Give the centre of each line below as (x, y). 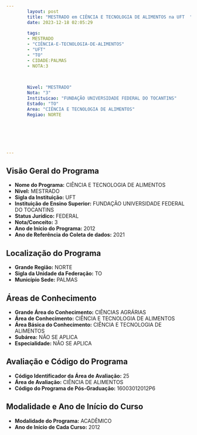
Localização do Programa (54, 253)
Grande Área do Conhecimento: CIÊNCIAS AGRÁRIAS (80, 312)
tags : (34, 33)
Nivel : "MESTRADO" (50, 88)
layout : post (43, 11)
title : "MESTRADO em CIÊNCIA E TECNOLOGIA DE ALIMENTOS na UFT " (110, 17)
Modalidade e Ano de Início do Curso (75, 407)
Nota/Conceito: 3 (36, 222)
